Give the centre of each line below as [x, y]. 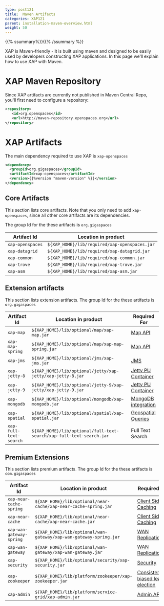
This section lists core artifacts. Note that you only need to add [68, 210]
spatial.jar [45, 418]
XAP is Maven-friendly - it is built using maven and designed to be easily [78, 51]
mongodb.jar [45, 404]
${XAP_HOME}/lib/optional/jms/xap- [73, 358]
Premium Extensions [37, 457]
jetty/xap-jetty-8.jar [58, 376]
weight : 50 [16, 28]
